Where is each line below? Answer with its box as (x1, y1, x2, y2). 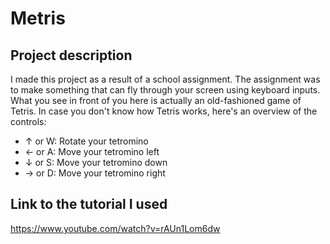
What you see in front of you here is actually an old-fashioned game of (10, 95, 302, 106)
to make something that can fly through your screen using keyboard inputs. (10, 84, 321, 96)
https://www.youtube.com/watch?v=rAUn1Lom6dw (10, 222, 221, 234)
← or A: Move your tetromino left (24, 146, 160, 157)
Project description (10, 47, 133, 64)
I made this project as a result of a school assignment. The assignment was (10, 73, 321, 85)
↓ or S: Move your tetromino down (24, 157, 168, 168)
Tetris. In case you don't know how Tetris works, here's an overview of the (10, 105, 318, 117)
